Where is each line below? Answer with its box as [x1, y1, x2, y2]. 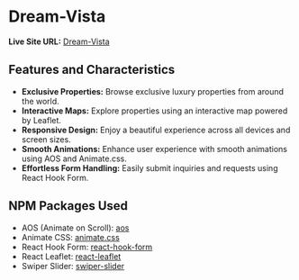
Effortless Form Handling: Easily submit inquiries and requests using [21, 162, 278, 173]
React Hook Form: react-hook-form [21, 241, 153, 252]
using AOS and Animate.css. [21, 153, 127, 164]
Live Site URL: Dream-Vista [8, 36, 110, 47]
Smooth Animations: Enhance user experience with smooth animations [21, 143, 287, 154]
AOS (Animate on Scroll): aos [21, 222, 130, 233]
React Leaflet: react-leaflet [21, 250, 122, 262]
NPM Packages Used [8, 198, 128, 213]
